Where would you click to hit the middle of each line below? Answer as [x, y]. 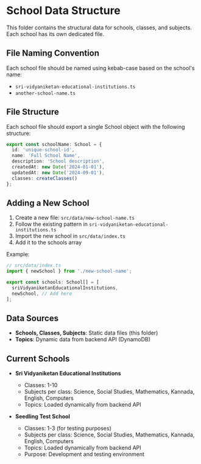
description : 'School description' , [58, 161]
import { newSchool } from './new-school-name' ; [69, 271]
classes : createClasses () [45, 178]
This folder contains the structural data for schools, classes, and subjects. [99, 27]
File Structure [33, 112]
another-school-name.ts [45, 93]
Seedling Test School [42, 416]
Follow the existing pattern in [51, 224]
